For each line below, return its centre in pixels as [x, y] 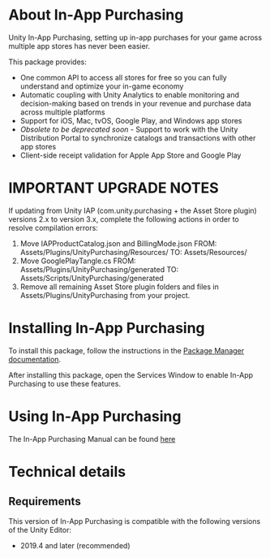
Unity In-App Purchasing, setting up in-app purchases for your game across [135, 37]
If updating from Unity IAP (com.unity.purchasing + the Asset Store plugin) [133, 210]
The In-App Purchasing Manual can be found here [92, 439]
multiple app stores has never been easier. [79, 45]
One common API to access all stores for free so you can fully [123, 77]
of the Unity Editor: [40, 530]
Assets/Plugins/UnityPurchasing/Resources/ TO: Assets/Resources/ [133, 252]
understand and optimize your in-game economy [102, 86]
